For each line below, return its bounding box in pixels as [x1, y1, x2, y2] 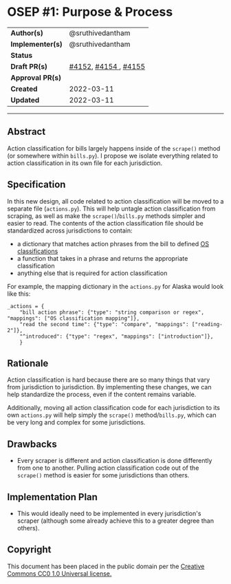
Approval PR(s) [10, 73, 62, 83]
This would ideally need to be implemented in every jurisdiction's [16, 510, 201, 517]
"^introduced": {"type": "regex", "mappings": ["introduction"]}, [19, 333, 214, 340]
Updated [10, 95, 40, 105]
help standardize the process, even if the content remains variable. [7, 390, 197, 399]
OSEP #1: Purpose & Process [7, 4, 173, 20]
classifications [16, 247, 58, 255]
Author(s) [10, 28, 43, 38]
